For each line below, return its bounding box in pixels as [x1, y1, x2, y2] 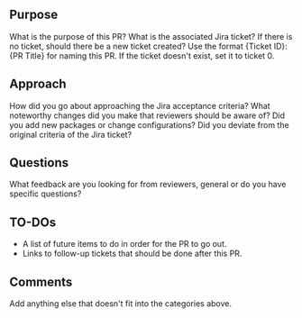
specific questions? [9, 188, 82, 199]
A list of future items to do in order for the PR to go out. [22, 239, 227, 250]
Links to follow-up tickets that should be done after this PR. [22, 248, 243, 259]
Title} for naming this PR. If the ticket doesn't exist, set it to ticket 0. [24, 50, 275, 61]
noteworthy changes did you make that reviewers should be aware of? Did [9, 110, 286, 121]
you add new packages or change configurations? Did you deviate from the [9, 119, 290, 130]
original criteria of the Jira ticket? [9, 129, 133, 140]
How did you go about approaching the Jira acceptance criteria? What [9, 100, 270, 111]
